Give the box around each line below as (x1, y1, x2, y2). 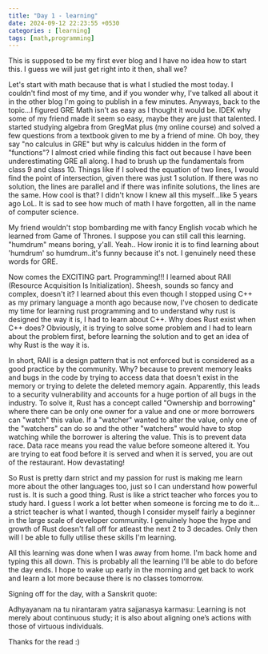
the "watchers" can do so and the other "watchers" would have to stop (8, 424, 242, 433)
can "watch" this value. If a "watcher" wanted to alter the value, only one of (8, 415, 258, 425)
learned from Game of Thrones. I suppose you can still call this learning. (8, 231, 246, 241)
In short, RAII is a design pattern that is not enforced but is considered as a (8, 356, 254, 365)
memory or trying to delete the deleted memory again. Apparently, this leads (8, 381, 261, 391)
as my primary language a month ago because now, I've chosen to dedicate (8, 297, 258, 308)
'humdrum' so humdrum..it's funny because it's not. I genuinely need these (8, 249, 256, 258)
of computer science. (8, 207, 79, 217)
